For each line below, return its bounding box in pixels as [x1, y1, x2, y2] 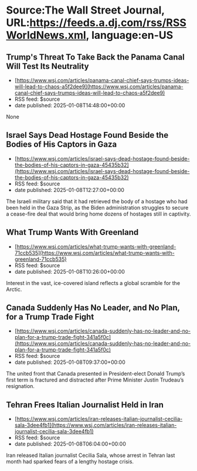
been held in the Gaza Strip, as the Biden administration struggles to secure [6, 204, 189, 211]
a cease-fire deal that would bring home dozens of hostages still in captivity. [6, 210, 191, 217]
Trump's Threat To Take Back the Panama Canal [6, 52, 185, 62]
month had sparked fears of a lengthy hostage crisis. [6, 458, 134, 465]
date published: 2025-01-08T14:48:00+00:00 [14, 102, 125, 109]
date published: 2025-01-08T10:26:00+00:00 [14, 268, 125, 275]
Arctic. [6, 286, 22, 293]
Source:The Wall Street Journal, [6, 4, 165, 17]
